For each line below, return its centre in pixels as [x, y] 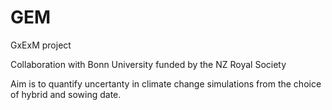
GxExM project [41, 45]
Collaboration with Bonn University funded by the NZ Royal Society [148, 64]
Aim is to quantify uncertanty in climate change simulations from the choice [166, 83]
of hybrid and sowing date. [66, 94]
